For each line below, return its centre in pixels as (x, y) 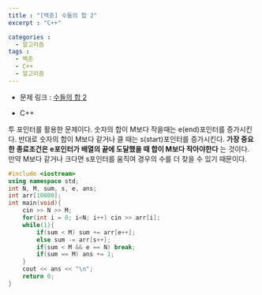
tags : (19, 52)
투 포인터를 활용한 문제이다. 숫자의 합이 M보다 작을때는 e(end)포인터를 (117, 129)
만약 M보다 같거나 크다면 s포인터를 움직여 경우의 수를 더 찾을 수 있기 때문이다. (127, 159)
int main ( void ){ (35, 203)
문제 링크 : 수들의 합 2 (53, 97)
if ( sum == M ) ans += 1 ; (75, 254)
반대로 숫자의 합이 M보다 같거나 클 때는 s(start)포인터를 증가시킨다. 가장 (129, 139)
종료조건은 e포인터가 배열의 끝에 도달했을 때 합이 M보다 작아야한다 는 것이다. (133, 149)
